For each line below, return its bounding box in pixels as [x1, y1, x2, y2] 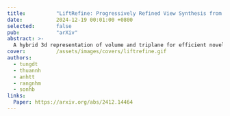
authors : [7, 55, 32, 61]
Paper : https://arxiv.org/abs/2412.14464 [13, 99, 133, 106]
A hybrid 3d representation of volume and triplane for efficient [13, 42, 207, 48]
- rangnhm [13, 80, 41, 87]
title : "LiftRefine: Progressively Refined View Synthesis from [7, 10, 222, 17]
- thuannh [13, 67, 41, 74]
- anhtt [13, 73, 36, 81]
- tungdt [13, 61, 38, 68]
